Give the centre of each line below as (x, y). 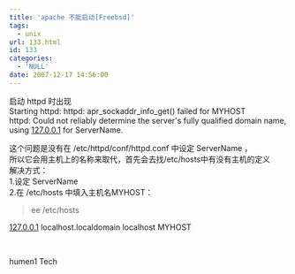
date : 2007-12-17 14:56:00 (59, 75)
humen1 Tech (33, 261)
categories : (31, 58)
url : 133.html (35, 42)
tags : (19, 26)
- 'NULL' (33, 67)
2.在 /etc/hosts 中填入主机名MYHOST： (81, 192)
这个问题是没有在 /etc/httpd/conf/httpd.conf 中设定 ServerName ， (131, 148)
